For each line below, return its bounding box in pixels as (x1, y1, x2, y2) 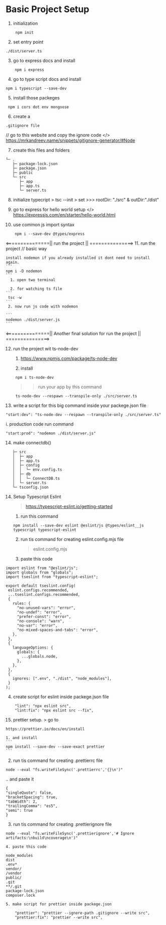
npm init (15, 30, 34, 35)
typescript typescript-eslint (13, 527, 77, 532)
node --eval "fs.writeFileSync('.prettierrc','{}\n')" (6, 767, 123, 772)
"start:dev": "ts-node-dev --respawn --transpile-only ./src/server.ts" (6, 412, 161, 417)
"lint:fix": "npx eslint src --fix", (15, 708, 94, 713)
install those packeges (13, 94, 60, 100)
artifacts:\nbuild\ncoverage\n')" (6, 835, 78, 840)
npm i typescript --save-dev (6, 86, 67, 91)
